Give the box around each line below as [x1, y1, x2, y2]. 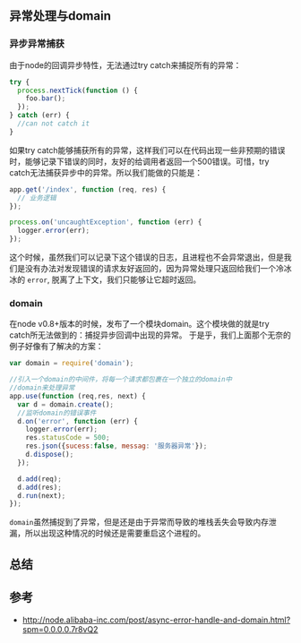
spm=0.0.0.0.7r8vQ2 [21, 623, 99, 634]
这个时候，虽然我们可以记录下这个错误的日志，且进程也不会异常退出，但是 [9, 252, 284, 262]
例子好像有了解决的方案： [9, 341, 104, 352]
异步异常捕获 [9, 38, 65, 50]
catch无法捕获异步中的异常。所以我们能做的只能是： [9, 167, 203, 177]
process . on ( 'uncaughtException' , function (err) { [9, 218, 202, 227]
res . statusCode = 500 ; [25, 433, 110, 442]
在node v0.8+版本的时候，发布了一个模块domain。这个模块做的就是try [9, 319, 271, 330]
